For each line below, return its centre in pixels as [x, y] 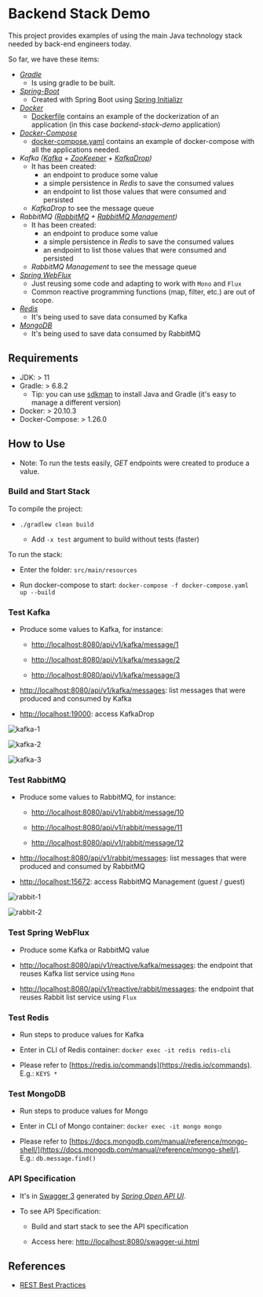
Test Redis [29, 1018]
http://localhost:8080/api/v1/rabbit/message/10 [108, 812]
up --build [37, 592]
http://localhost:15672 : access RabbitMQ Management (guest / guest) [132, 881]
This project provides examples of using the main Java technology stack [125, 35]
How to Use [37, 444]
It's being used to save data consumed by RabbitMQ [116, 333]
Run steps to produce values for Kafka [82, 1035]
